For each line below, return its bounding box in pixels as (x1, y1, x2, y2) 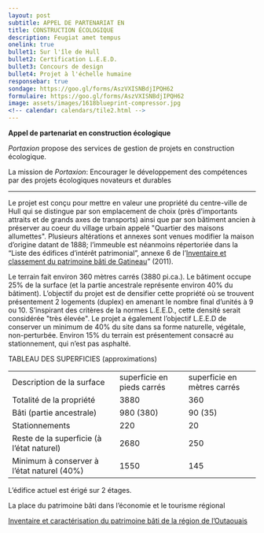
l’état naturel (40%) (12, 465, 84, 476)
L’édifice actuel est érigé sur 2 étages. (8, 486, 132, 494)
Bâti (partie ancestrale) (12, 407, 97, 418)
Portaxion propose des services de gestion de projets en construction (8, 143, 235, 153)
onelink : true (8, 41, 55, 49)
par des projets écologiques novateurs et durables (8, 176, 171, 185)
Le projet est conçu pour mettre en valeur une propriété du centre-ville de (8, 198, 247, 207)
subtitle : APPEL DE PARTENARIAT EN (8, 19, 125, 27)
